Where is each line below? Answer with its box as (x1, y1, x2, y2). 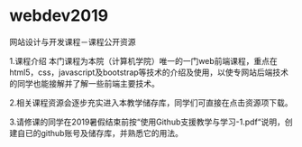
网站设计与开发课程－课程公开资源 (9, 36, 136, 47)
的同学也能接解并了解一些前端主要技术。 (9, 78, 160, 88)
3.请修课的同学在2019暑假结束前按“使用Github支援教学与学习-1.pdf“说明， (9, 116, 286, 127)
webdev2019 (9, 5, 109, 26)
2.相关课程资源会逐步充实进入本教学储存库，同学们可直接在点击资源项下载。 (9, 96, 293, 108)
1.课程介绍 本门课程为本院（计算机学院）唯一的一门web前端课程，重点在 (9, 55, 278, 66)
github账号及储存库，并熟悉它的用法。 (40, 127, 183, 138)
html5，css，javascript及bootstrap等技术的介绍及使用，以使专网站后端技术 (9, 67, 289, 78)
